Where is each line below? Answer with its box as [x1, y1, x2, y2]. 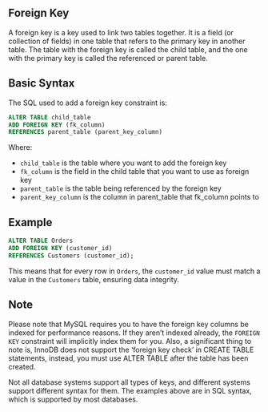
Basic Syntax [8, 76, 75, 91]
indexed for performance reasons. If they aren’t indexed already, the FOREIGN [8, 328, 260, 337]
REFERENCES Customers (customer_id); [8, 252, 134, 260]
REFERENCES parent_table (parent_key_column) [8, 128, 162, 136]
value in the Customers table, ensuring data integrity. [8, 274, 180, 284]
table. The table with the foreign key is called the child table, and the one [8, 44, 248, 55]
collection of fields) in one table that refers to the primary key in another [8, 36, 246, 46]
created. [8, 362, 36, 371]
